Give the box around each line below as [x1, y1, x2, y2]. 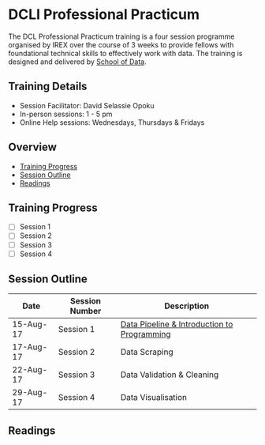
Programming [121, 329, 171, 340]
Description [164, 300, 210, 311]
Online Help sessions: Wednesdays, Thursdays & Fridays [19, 117, 205, 127]
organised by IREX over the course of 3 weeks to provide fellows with [8, 40, 234, 49]
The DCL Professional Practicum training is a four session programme [8, 32, 235, 41]
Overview [8, 141, 58, 154]
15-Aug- [12, 319, 48, 330]
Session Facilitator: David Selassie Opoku [19, 100, 155, 110]
